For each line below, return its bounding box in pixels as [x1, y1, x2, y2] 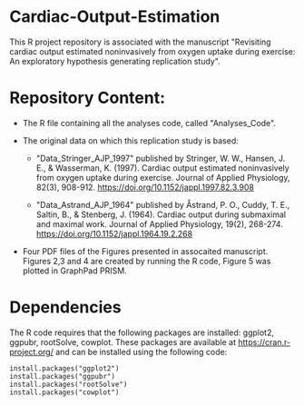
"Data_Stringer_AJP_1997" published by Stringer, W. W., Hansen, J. [35, 153, 286, 163]
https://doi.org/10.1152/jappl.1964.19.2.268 [35, 228, 193, 239]
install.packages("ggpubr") [9, 371, 116, 381]
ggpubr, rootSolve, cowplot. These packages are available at [9, 336, 237, 347]
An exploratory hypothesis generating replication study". [9, 55, 221, 66]
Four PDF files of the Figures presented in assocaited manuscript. [22, 245, 269, 256]
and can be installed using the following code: [55, 346, 228, 357]
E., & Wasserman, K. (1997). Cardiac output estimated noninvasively [35, 162, 290, 173]
